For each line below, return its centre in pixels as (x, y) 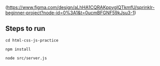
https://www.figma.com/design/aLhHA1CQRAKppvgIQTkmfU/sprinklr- (81, 7)
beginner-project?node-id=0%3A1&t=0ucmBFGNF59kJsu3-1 (70, 13)
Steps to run (25, 29)
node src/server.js (26, 58)
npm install (18, 49)
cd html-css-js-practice (32, 40)
